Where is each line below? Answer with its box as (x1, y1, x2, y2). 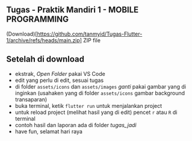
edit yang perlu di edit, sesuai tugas (14, 77, 104, 84)
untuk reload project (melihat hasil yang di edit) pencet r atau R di (14, 108, 178, 116)
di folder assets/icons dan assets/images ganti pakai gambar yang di (14, 83, 187, 90)
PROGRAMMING (6, 14, 69, 25)
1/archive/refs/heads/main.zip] (6, 36, 82, 44)
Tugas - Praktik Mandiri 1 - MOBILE (6, 5, 139, 15)
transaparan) (14, 96, 48, 103)
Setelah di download (6, 54, 85, 64)
